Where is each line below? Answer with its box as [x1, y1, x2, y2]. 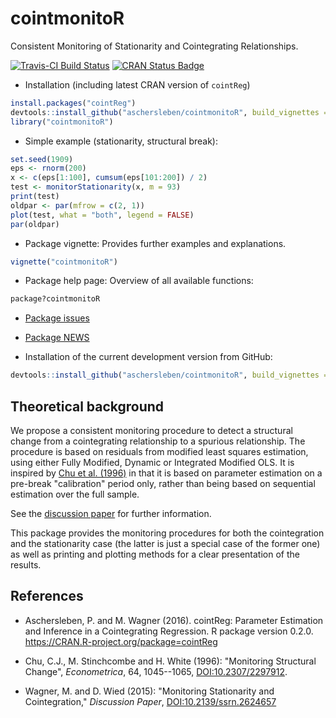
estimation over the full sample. [10, 488, 140, 500]
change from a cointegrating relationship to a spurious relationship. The [10, 435, 306, 447]
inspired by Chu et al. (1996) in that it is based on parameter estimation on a [10, 467, 323, 479]
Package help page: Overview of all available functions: [24, 275, 254, 287]
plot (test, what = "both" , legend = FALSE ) [10, 210, 195, 220]
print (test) [10, 192, 60, 202]
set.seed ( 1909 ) [10, 154, 74, 164]
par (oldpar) [10, 219, 60, 229]
